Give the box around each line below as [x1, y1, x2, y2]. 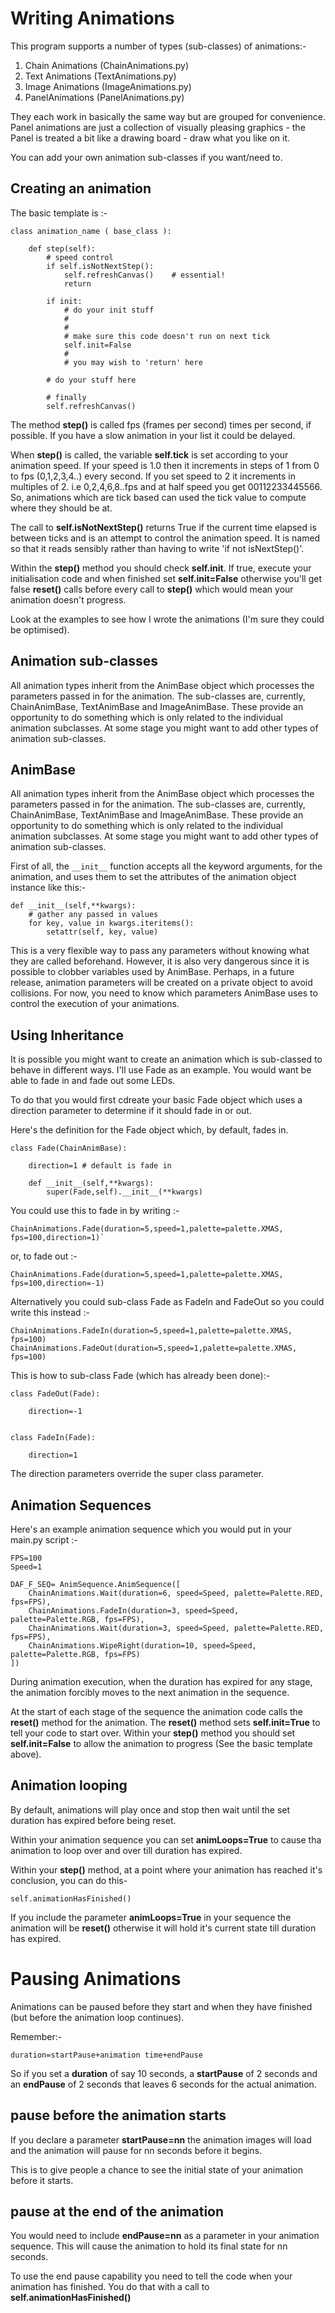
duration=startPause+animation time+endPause [10, 2050, 203, 2060]
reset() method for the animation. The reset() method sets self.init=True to [10, 1717, 321, 1728]
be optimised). [10, 623, 70, 636]
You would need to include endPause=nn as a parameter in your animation [10, 2230, 320, 2242]
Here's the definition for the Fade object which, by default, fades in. [10, 1124, 289, 1136]
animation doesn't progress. [10, 593, 127, 606]
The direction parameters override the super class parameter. [10, 1468, 265, 1480]
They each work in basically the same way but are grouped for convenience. [10, 110, 326, 122]
